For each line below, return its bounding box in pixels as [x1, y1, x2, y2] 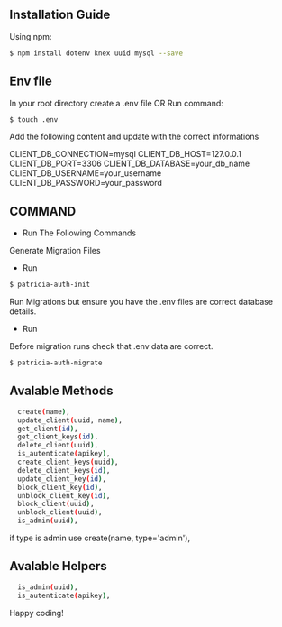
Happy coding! [9, 607, 65, 618]
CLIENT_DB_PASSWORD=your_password [9, 178, 162, 189]
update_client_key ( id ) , [17, 474, 106, 484]
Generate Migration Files [9, 245, 101, 256]
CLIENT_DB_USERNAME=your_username [9, 168, 162, 179]
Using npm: [9, 31, 52, 41]
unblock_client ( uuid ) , [17, 508, 103, 517]
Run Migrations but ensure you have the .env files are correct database [9, 297, 273, 308]
